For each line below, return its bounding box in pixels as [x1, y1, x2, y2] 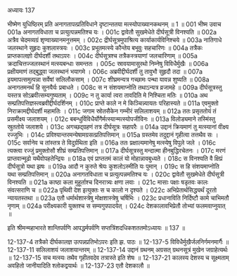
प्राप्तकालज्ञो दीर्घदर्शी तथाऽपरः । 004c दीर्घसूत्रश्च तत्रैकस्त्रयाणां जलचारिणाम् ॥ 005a [7, 52, 198, 60]
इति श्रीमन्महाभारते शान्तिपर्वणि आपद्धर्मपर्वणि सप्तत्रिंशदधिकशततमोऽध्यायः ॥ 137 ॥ [7, 224, 185, 232]
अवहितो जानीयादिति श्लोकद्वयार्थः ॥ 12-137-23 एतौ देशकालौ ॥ [7, 261, 150, 270]
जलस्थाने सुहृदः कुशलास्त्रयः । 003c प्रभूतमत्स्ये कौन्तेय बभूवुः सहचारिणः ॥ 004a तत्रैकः [7, 44, 203, 52]
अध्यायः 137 [7, 6, 35, 14]
